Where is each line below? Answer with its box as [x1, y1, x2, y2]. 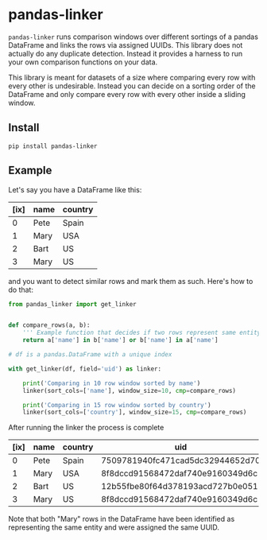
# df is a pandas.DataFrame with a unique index [8, 351, 172, 359]
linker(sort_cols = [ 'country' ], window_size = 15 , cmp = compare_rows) [22, 408, 247, 417]
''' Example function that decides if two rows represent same [22, 328, 237, 337]
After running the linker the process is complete [8, 423, 164, 433]
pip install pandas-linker [8, 142, 98, 150]
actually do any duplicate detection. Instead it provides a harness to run [8, 49, 243, 58]
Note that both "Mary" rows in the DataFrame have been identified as [8, 515, 235, 524]
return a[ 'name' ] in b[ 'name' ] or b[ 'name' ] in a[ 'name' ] [22, 336, 219, 344]
